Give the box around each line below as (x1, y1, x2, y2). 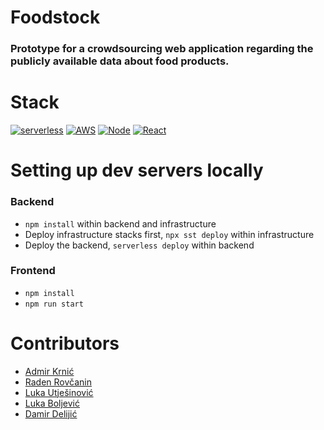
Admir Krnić (24, 365, 75, 377)
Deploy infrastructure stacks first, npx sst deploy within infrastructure (24, 228, 315, 240)
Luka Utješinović (24, 386, 94, 398)
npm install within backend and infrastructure (24, 217, 217, 230)
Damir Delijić (24, 407, 78, 420)
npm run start (24, 299, 84, 309)
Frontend (10, 264, 56, 278)
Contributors (10, 332, 120, 355)
